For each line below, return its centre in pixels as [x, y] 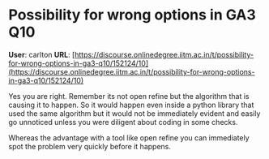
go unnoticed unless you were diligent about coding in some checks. [123, 122]
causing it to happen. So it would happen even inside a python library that [131, 105]
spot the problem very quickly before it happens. [90, 146]
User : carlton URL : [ [42, 54]
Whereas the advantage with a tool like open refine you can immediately [129, 138]
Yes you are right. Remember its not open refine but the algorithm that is [129, 96]
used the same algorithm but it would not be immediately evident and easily [134, 113]
